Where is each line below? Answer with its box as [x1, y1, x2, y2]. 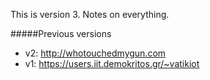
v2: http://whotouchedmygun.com [24, 47, 167, 59]
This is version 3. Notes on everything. [10, 9, 170, 20]
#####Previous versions [10, 28, 112, 39]
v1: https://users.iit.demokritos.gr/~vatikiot [24, 58, 200, 69]
